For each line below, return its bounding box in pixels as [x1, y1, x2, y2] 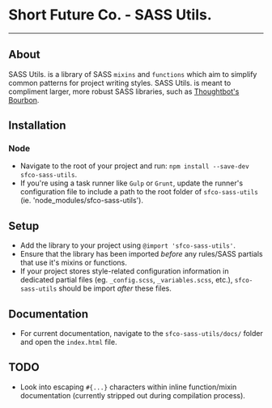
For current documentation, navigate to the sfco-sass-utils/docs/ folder [19, 329, 263, 338]
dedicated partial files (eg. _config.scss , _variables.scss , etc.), [19, 275, 233, 285]
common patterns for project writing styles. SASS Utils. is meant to [8, 78, 232, 87]
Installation [8, 119, 66, 133]
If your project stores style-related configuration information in [19, 266, 229, 276]
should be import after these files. [58, 283, 172, 293]
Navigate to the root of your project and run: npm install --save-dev [19, 161, 249, 171]
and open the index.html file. [19, 338, 117, 347]
